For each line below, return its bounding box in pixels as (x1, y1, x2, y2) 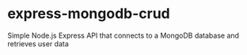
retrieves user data (7, 38, 69, 48)
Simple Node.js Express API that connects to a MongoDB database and (7, 31, 239, 40)
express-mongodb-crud (7, 5, 171, 23)
